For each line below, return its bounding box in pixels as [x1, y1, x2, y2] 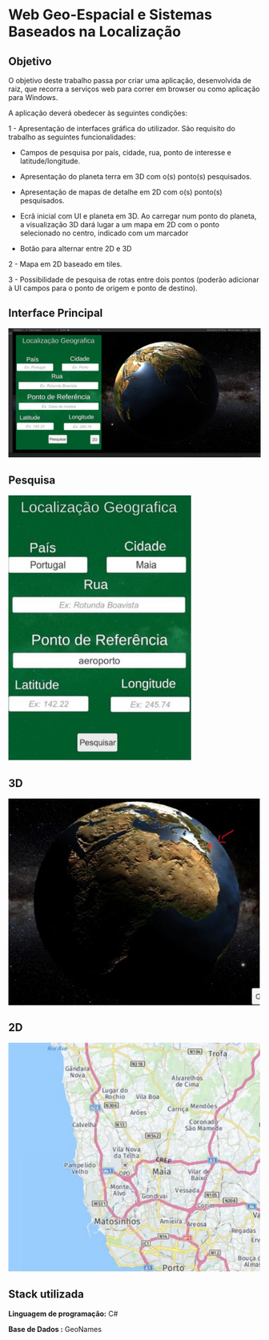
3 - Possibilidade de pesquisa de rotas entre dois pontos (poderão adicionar [8, 275, 259, 284]
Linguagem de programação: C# [8, 1309, 118, 1318]
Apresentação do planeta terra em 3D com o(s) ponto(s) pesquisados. [19, 172, 252, 181]
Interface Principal [8, 307, 103, 320]
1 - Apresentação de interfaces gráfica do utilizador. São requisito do [8, 124, 236, 133]
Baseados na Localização [8, 22, 182, 41]
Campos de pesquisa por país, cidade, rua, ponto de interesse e [19, 148, 232, 157]
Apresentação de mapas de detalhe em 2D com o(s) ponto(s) [19, 187, 223, 197]
